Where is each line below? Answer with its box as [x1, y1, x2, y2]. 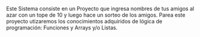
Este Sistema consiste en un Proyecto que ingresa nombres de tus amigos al [6, 5, 195, 12]
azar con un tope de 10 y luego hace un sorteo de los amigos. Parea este [6, 11, 186, 18]
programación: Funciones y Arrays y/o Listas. [6, 24, 118, 31]
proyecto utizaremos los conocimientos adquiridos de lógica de [6, 18, 162, 24]
